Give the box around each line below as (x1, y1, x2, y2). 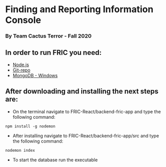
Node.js (12, 61, 29, 68)
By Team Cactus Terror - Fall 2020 (5, 32, 92, 40)
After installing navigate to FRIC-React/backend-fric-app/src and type (12, 132, 159, 139)
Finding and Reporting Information (5, 4, 154, 15)
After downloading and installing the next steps (5, 87, 159, 96)
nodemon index (5, 148, 36, 153)
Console (5, 14, 42, 26)
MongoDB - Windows (12, 72, 58, 78)
